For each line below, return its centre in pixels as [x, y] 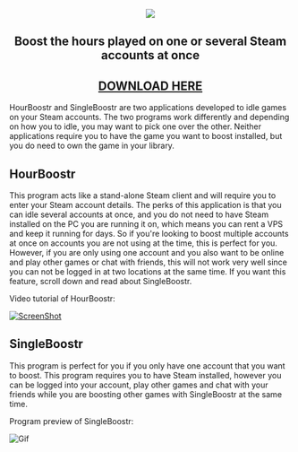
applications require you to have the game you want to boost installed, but [146, 136]
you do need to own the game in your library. [92, 146]
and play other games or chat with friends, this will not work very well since [149, 262]
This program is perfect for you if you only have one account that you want [147, 365]
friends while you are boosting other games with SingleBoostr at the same [146, 394]
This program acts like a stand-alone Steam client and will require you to [143, 196]
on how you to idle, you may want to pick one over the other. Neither [136, 126]
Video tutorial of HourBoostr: [63, 299]
